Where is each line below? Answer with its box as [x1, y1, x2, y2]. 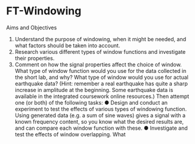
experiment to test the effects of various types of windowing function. [14, 105, 187, 112]
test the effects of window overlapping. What [14, 130, 126, 138]
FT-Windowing [6, 4, 82, 18]
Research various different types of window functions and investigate [14, 48, 186, 55]
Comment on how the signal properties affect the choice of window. [14, 61, 182, 68]
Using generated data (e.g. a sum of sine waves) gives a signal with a [14, 112, 186, 119]
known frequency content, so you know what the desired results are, [14, 118, 184, 125]
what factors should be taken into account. [14, 42, 120, 49]
